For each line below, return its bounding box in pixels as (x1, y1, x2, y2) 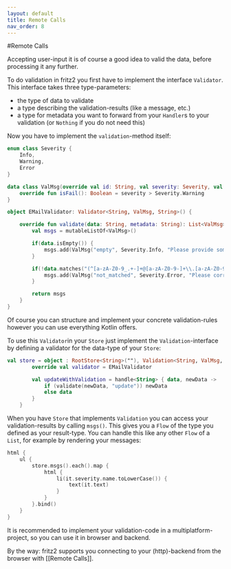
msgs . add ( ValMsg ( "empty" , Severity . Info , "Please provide (43, 246, 214, 253)
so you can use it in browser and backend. (30, 533, 151, 541)
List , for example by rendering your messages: (7, 436, 142, 444)
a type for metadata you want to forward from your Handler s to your (16, 111, 210, 119)
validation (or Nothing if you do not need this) (16, 119, 146, 127)
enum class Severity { (7, 146, 72, 152)
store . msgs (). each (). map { (32, 462, 109, 469)
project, (7, 533, 30, 541)
